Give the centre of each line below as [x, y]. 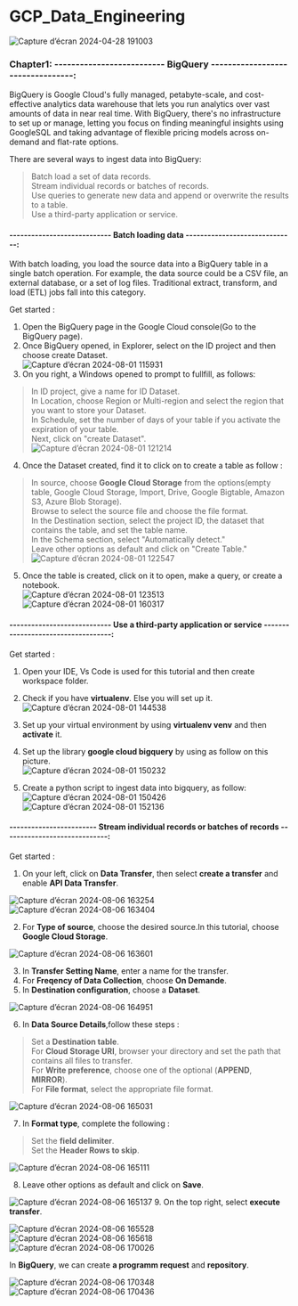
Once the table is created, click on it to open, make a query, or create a [152, 575]
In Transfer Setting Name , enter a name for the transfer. [125, 971]
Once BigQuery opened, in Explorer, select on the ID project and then [149, 346]
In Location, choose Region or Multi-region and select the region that [157, 401]
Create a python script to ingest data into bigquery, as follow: [134, 788]
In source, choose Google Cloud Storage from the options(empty [151, 483]
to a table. [49, 205]
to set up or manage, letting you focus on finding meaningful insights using [147, 123]
